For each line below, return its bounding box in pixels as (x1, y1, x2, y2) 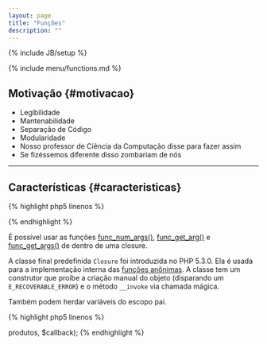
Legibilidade (19, 108, 60, 118)
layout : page (8, 11, 52, 20)
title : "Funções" (8, 19, 66, 27)
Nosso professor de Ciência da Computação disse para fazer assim (19, 141, 242, 151)
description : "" (8, 26, 62, 34)
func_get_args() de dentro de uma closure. (8, 241, 149, 250)
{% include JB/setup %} (8, 48, 87, 58)
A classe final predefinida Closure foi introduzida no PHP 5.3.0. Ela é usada (8, 256, 253, 266)
